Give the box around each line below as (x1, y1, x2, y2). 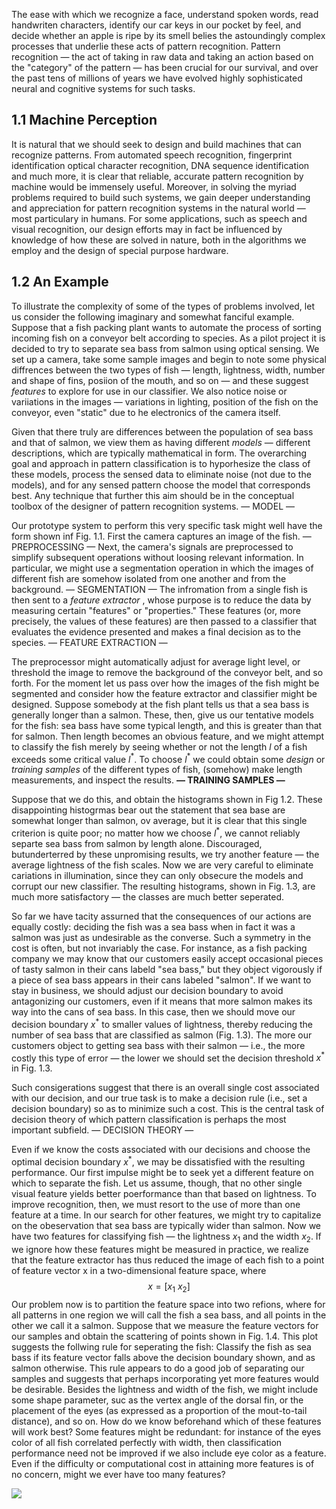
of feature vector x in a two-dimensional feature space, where (11, 1264, 267, 1276)
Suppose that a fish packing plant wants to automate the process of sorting (11, 321, 322, 333)
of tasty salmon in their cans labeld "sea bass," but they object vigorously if (11, 963, 323, 975)
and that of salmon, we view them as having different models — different (11, 436, 311, 448)
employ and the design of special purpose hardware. (11, 244, 229, 256)
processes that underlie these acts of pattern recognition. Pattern (11, 40, 281, 52)
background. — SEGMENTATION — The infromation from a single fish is (11, 583, 308, 595)
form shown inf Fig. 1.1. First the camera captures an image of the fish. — (11, 530, 312, 542)
